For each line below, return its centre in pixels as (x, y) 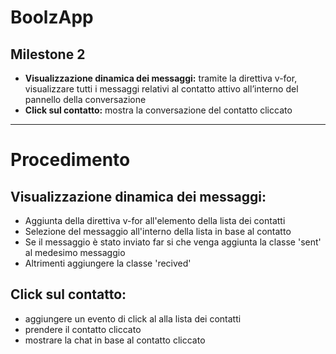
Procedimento (70, 160)
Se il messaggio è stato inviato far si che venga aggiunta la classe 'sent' (173, 242)
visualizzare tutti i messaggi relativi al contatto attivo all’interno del (161, 89)
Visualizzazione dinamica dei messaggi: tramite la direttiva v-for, (161, 78)
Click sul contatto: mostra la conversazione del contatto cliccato (158, 110)
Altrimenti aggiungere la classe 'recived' (108, 263)
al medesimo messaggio (75, 252)
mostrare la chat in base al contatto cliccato (115, 340)
